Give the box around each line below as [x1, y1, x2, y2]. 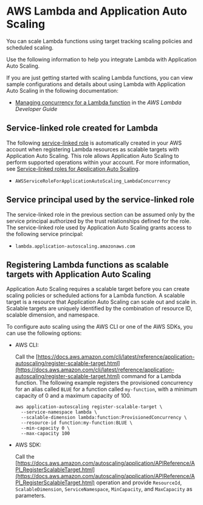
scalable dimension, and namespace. [6, 311, 100, 318]
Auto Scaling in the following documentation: [6, 87, 119, 94]
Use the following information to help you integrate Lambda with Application [6, 56, 197, 63]
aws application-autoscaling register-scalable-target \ [15, 404, 163, 410]
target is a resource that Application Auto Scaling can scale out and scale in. [6, 298, 198, 306]
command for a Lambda [121, 373, 181, 380]
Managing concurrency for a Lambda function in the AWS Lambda [15, 99, 182, 106]
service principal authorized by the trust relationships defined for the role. [6, 217, 191, 224]
